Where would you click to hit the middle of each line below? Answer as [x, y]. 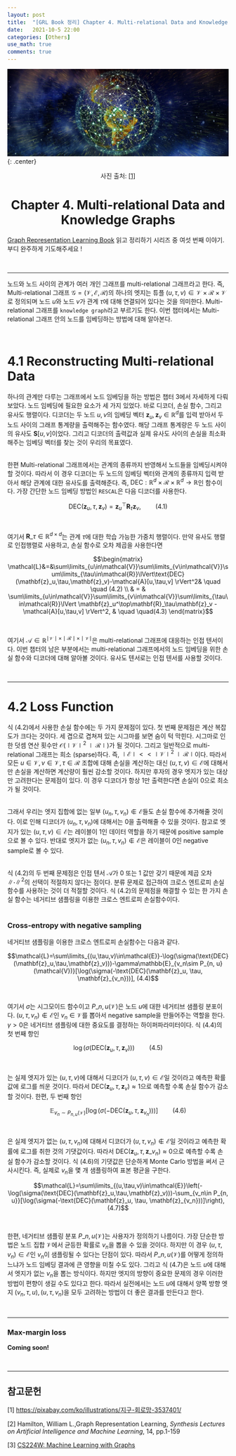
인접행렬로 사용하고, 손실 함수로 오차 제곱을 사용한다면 [88, 545]
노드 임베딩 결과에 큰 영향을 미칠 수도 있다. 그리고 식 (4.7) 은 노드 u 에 [119, 1265]
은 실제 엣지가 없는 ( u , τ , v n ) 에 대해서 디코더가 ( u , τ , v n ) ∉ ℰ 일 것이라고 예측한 [113, 1142]
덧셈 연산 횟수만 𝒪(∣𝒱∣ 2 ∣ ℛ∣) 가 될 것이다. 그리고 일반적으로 [103, 745]
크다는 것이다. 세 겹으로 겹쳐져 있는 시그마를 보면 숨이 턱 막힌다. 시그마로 [119, 736]
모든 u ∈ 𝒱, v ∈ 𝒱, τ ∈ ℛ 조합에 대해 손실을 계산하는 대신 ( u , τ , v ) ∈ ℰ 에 [108, 763]
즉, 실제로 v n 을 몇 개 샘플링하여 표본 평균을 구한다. [102, 1171]
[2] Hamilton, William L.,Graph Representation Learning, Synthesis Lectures [116, 1424]
